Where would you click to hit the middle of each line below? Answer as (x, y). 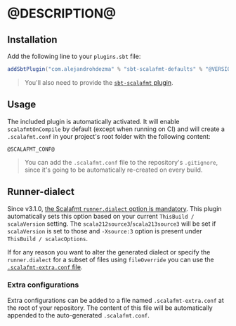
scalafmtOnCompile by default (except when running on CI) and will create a (116, 129)
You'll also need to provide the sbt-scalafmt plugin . (99, 82)
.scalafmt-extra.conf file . (45, 267)
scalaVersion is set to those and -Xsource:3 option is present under (105, 231)
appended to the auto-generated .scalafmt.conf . (78, 315)
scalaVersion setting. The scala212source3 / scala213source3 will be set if (112, 224)
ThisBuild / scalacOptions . (48, 238)
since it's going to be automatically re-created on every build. (113, 170)
